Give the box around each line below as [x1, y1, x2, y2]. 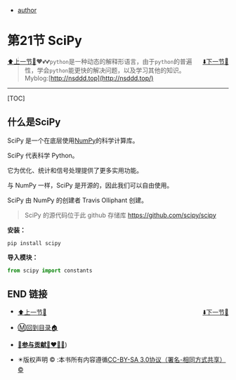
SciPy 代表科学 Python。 [7, 151, 79, 159]
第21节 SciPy [7, 33, 82, 48]
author [17, 6, 37, 14]
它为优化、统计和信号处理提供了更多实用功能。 [7, 166, 143, 174]
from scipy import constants [7, 267, 93, 274]
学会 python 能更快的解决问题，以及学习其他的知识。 [37, 66, 185, 74]
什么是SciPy [7, 116, 61, 129]
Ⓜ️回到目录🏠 [17, 323, 58, 332]
